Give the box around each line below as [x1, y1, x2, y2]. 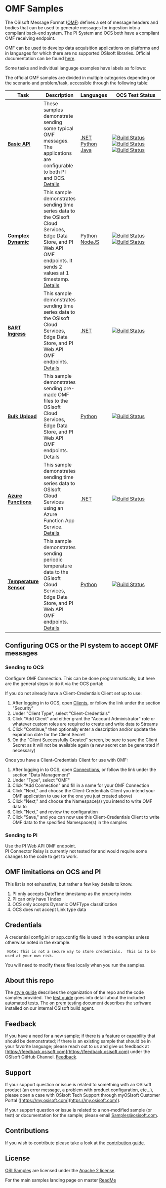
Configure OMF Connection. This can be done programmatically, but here [5, 675, 155, 681]
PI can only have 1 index [12, 896, 62, 902]
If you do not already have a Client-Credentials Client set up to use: [5, 690, 142, 696]
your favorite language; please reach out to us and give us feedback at [5, 1044, 149, 1049]
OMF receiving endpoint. [5, 35, 56, 41]
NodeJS [80, 238, 100, 245]
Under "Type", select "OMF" [12, 777, 70, 783]
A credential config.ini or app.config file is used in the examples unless [5, 934, 149, 940]
